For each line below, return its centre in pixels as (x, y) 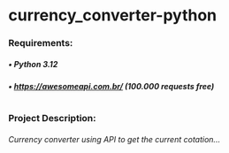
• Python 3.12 (33, 64)
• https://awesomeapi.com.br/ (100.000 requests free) (111, 87)
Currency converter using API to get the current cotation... (114, 139)
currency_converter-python (113, 15)
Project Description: (52, 119)
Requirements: (41, 43)
